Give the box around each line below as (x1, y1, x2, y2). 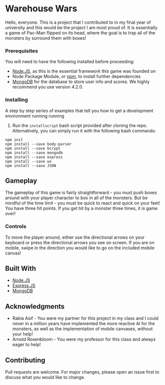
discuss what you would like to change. (5, 374, 85, 381)
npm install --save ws (5, 159, 52, 164)
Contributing (5, 356, 45, 364)
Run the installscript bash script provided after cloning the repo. (12, 122, 148, 128)
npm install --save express (5, 154, 63, 160)
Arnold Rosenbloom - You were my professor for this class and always (12, 337, 156, 342)
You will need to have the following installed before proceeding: (5, 59, 135, 65)
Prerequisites (5, 47, 38, 54)
